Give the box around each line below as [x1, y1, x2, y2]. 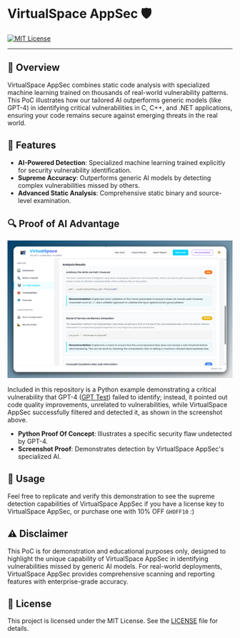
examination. [33, 196, 71, 204]
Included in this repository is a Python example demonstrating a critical [7, 385, 216, 394]
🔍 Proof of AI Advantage [7, 217, 120, 229]
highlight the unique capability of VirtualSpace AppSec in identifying [7, 554, 209, 563]
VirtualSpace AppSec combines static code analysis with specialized [7, 80, 210, 89]
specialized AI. [17, 452, 61, 461]
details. [7, 624, 29, 633]
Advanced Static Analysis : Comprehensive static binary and [17, 189, 198, 197]
